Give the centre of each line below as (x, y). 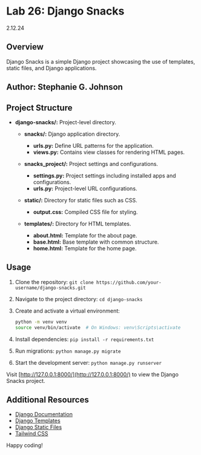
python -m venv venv (41, 322)
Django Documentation (44, 414)
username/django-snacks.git (50, 288)
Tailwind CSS (31, 434)
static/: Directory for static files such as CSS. (81, 200)
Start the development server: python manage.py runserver (88, 362)
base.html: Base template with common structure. (96, 242)
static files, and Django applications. (51, 68)
